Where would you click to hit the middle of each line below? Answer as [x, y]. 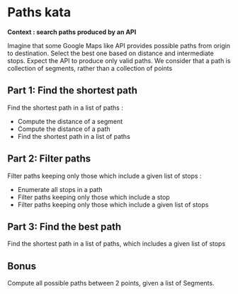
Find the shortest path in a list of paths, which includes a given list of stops [117, 244]
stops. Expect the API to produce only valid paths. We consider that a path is [119, 60]
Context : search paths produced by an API [72, 32]
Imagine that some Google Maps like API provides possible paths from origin [119, 45]
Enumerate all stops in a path [60, 189]
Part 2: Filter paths [49, 159]
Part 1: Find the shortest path [73, 90]
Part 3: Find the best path [64, 226]
